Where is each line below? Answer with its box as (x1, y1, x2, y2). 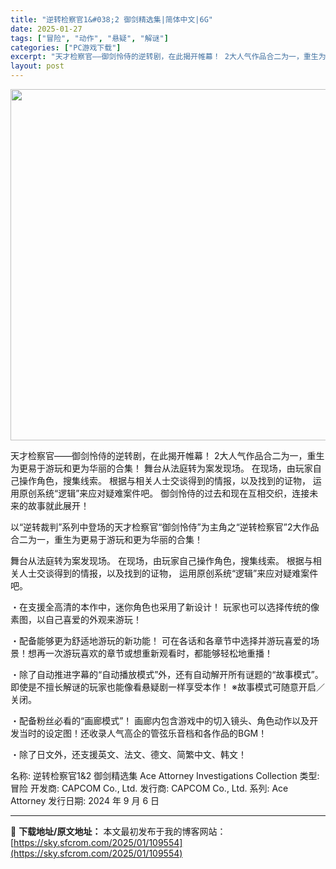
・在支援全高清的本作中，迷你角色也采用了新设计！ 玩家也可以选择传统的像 (10, 601, 320, 613)
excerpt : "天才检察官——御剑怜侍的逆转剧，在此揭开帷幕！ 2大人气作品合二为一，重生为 (10, 52, 327, 62)
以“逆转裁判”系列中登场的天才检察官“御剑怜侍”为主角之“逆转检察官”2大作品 (10, 521, 320, 533)
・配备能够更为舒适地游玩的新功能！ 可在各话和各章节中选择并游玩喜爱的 (10, 635, 311, 646)
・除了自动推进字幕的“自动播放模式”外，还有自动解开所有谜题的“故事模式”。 (10, 669, 324, 680)
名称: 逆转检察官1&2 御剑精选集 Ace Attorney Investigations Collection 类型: (10, 770, 320, 781)
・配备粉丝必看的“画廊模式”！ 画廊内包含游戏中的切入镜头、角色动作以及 (10, 715, 310, 726)
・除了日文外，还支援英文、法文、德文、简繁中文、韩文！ (10, 749, 247, 760)
